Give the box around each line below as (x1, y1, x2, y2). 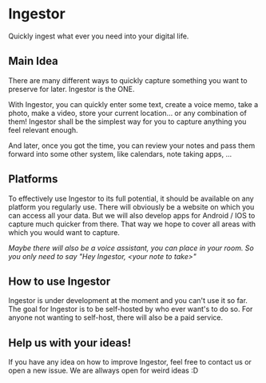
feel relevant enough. (8, 125, 78, 134)
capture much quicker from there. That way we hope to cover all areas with (8, 219, 256, 229)
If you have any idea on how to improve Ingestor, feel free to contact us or (8, 357, 252, 367)
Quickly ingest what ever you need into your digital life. (8, 31, 189, 41)
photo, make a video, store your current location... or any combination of (8, 108, 248, 118)
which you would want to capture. (8, 227, 120, 237)
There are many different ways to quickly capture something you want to (8, 75, 248, 85)
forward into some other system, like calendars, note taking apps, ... (8, 149, 232, 158)
